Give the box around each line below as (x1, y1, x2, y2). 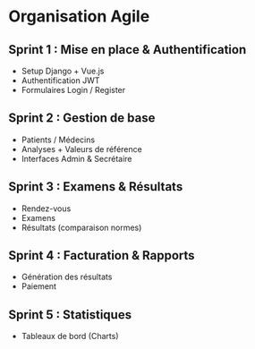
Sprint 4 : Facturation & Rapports (8, 248, 195, 263)
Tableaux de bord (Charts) (21, 331, 119, 342)
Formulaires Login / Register (21, 85, 126, 95)
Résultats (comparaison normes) (21, 222, 142, 233)
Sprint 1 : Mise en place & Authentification (8, 42, 247, 57)
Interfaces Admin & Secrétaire (21, 153, 132, 164)
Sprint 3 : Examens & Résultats (8, 179, 183, 194)
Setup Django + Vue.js (21, 65, 105, 76)
